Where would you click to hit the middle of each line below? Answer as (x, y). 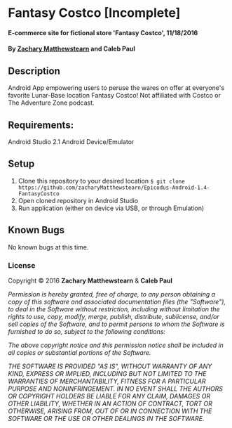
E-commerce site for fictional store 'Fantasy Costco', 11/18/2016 (103, 32)
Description (34, 71)
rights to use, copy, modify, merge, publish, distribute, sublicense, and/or (114, 316)
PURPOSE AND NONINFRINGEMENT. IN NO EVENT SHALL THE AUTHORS (116, 389)
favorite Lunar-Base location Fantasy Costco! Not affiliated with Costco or (115, 96)
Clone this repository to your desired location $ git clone (101, 181)
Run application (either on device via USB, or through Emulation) (111, 208)
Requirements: (41, 125)
